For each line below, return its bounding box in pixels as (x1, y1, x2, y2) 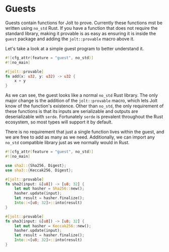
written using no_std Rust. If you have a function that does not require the (5, 25, 158, 31)
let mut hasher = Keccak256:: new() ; (14, 223, 92, 228)
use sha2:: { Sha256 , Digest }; (5, 163, 67, 168)
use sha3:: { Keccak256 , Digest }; (5, 167, 73, 173)
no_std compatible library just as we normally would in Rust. (5, 140, 130, 146)
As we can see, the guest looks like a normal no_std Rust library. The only (5, 92, 158, 98)
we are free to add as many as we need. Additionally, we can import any (5, 134, 155, 140)
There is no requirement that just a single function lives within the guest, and (5, 129, 164, 135)
